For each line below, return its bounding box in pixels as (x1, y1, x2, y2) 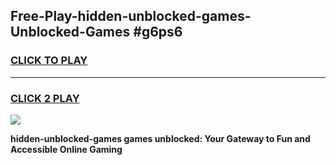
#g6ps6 (133, 24, 183, 41)
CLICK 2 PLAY (10, 91, 80, 105)
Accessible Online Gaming (10, 143, 123, 155)
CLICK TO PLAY (10, 54, 88, 68)
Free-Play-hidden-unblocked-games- (10, 8, 252, 25)
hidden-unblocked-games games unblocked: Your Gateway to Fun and (10, 132, 311, 144)
